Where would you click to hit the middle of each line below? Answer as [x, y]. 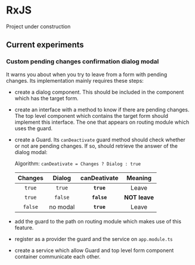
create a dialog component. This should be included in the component [99, 92]
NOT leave [139, 197]
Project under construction [38, 26]
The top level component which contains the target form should [91, 115]
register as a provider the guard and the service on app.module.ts [94, 239]
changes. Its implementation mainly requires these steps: [75, 80]
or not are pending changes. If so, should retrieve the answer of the [96, 146]
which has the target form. [47, 98]
